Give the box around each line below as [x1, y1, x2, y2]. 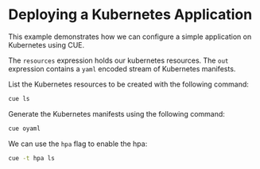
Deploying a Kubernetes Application [8, 6, 253, 24]
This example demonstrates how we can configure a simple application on [8, 32, 252, 41]
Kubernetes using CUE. [8, 40, 85, 49]
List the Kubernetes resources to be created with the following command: [8, 79, 249, 89]
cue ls [8, 94, 30, 102]
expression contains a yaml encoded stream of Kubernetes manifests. [8, 63, 236, 73]
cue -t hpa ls [8, 154, 56, 162]
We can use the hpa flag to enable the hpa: [8, 139, 148, 148]
